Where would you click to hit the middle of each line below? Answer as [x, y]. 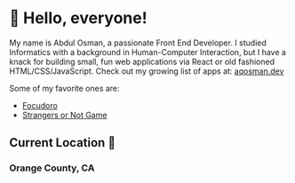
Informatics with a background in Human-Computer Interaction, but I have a [148, 52]
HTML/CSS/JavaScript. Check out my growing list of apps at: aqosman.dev [147, 71]
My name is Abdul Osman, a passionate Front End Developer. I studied [138, 43]
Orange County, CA [52, 168]
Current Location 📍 [63, 143]
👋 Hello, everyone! [79, 18]
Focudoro [40, 105]
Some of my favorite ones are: [64, 88]
